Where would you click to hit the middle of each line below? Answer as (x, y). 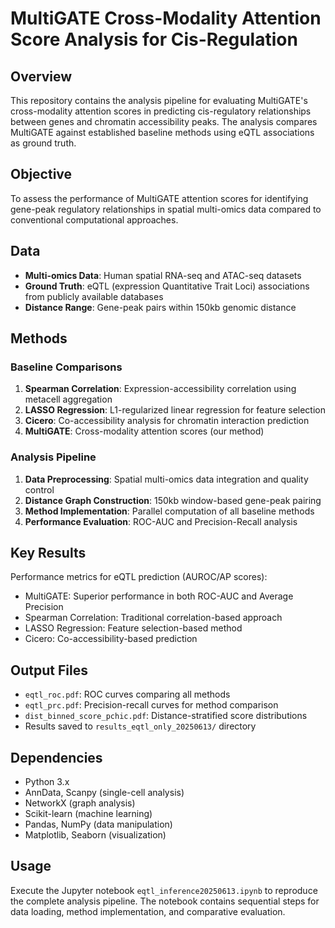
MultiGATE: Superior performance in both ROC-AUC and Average (159, 596)
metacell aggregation (68, 399)
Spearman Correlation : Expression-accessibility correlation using (160, 389)
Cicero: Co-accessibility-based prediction (111, 639)
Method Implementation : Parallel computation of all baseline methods (169, 511)
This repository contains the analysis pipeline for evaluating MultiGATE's (159, 100)
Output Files (49, 670)
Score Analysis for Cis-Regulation (154, 39)
